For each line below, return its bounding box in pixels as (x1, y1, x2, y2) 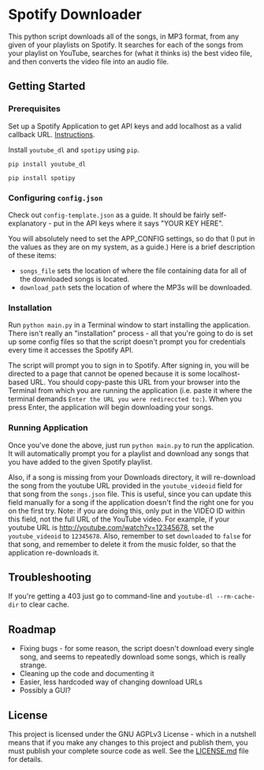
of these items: (8, 250, 57, 260)
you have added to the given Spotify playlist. (8, 457, 153, 466)
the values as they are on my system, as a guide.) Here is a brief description (8, 242, 255, 252)
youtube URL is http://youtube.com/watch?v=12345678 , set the (8, 522, 214, 532)
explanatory (8, 219, 47, 228)
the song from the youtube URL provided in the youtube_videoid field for (8, 480, 243, 490)
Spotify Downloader (8, 6, 142, 24)
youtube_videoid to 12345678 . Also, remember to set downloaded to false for (8, 531, 252, 540)
